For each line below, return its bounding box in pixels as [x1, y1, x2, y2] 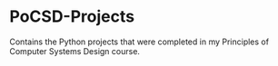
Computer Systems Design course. [9, 45, 141, 56]
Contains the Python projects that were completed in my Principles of [9, 36, 270, 47]
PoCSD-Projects [9, 6, 134, 27]
